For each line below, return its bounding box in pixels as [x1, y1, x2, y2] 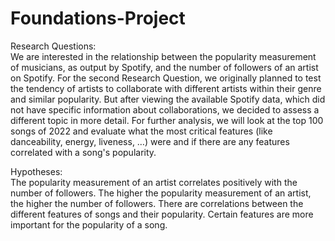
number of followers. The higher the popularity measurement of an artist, [10, 187, 312, 199]
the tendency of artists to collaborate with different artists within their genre [10, 82, 322, 94]
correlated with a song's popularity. [10, 146, 157, 158]
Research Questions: [10, 40, 97, 52]
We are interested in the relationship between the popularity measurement [10, 50, 317, 62]
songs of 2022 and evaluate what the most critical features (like [10, 125, 273, 137]
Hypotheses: [10, 165, 63, 177]
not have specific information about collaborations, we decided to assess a [10, 103, 320, 116]
